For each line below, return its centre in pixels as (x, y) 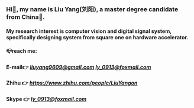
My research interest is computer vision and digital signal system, (89, 31)
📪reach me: (22, 51)
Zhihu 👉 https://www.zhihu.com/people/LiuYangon (72, 83)
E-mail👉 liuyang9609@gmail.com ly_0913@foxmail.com (79, 67)
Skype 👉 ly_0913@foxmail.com (46, 99)
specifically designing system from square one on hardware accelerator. (97, 37)
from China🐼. (26, 17)
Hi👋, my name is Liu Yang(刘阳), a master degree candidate (92, 9)
